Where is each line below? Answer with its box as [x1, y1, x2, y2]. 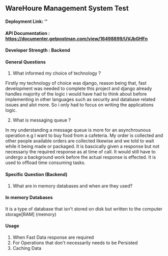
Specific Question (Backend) [5, 171, 68, 177]
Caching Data [12, 245, 42, 251]
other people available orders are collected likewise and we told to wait [5, 138, 154, 144]
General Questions [5, 59, 46, 65]
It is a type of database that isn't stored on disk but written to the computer [5, 205, 163, 212]
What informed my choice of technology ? [12, 70, 101, 76]
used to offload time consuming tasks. [5, 159, 86, 166]
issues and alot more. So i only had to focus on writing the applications [5, 102, 154, 108]
